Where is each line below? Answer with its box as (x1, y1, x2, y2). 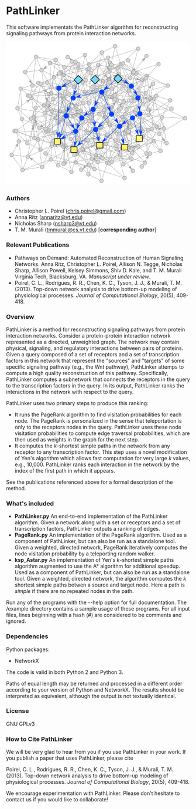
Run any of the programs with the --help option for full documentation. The (6, 599, 187, 606)
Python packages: (6, 646, 50, 653)
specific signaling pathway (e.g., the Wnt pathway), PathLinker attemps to (6, 363, 184, 370)
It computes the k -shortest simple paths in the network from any (14, 442, 170, 449)
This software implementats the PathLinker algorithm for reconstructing (6, 23, 178, 31)
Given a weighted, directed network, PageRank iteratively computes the (14, 544, 188, 551)
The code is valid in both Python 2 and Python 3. (6, 668, 123, 676)
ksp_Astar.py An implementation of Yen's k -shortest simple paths (14, 557, 174, 564)
